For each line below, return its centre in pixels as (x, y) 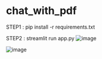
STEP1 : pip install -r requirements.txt (50, 27)
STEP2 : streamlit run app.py (40, 38)
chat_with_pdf (41, 11)
